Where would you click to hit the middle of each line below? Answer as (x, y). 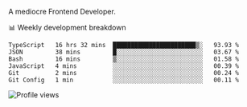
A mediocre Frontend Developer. (62, 12)
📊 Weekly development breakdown (67, 28)
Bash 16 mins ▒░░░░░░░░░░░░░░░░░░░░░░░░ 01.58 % (124, 59)
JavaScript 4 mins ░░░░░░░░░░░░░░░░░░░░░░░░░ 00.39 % (124, 66)
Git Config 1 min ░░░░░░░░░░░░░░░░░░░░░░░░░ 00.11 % (124, 80)
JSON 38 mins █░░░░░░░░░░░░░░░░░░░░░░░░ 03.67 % (124, 52)
